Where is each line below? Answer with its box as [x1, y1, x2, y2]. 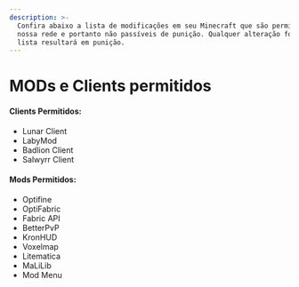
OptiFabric [21, 203, 61, 214]
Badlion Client [21, 144, 74, 155]
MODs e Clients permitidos [9, 76, 212, 96]
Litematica [21, 251, 61, 261]
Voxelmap [21, 241, 60, 251]
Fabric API [21, 212, 61, 223]
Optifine [21, 194, 53, 204]
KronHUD [21, 232, 58, 243]
